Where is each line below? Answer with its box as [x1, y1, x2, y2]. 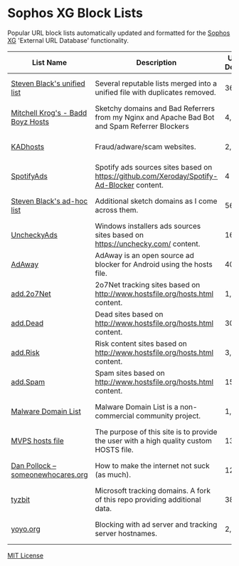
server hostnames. [95, 528, 158, 538]
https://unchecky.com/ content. [95, 239, 201, 249]
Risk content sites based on [95, 339, 187, 349]
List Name [31, 57, 68, 67]
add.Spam [11, 376, 46, 386]
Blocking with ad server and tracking [95, 519, 218, 529]
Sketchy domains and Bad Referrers [95, 103, 216, 113]
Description [136, 57, 177, 67]
